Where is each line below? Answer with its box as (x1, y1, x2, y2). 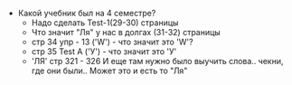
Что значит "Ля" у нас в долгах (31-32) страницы (31, 27, 221, 37)
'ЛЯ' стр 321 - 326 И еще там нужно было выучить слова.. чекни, (31, 56, 284, 66)
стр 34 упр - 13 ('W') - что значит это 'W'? (31, 36, 193, 47)
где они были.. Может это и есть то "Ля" (31, 65, 188, 76)
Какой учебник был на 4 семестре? (17, 8, 156, 18)
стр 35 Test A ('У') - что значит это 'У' (31, 46, 177, 57)
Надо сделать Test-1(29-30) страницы (31, 17, 179, 28)
